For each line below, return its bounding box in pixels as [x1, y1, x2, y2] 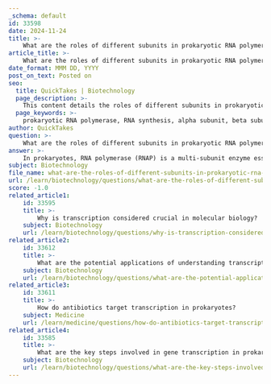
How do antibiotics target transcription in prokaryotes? [37, 303, 236, 312]
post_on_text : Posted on [8, 72, 92, 80]
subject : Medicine [23, 311, 85, 319]
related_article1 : [8, 191, 70, 200]
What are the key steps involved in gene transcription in [37, 349, 240, 357]
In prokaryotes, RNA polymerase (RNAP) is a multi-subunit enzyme [23, 154, 251, 162]
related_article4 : [8, 326, 70, 334]
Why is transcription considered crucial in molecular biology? [37, 214, 258, 222]
